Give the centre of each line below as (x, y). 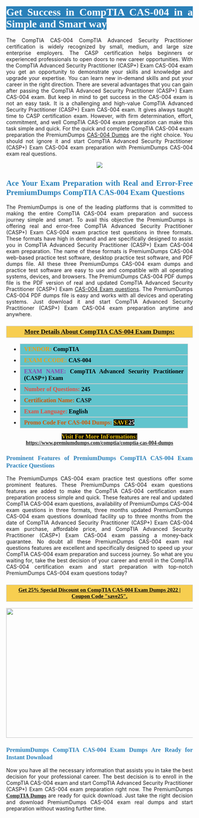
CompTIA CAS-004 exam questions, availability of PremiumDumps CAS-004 (99, 504)
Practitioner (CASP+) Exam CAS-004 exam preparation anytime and (99, 308)
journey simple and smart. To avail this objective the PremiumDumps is (99, 219)
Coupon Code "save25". (99, 596)
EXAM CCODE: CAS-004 (58, 360)
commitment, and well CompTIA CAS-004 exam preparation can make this (99, 122)
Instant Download (30, 757)
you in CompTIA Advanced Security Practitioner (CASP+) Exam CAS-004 (99, 245)
